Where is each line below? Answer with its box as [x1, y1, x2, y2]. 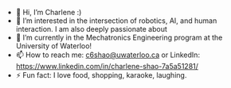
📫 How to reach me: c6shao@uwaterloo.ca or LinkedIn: [15, 50, 201, 59]
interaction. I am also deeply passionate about [15, 25, 167, 33]
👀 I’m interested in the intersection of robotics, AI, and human [15, 16, 217, 25]
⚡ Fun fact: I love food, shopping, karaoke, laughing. [15, 71, 187, 79]
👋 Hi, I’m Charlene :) [15, 8, 82, 17]
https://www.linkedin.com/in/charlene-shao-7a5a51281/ [15, 62, 199, 71]
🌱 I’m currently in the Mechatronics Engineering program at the [15, 33, 223, 42]
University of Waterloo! [15, 41, 92, 51]
